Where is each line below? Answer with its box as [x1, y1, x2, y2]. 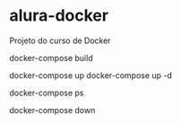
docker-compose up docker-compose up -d [9, 69, 173, 81]
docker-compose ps [9, 87, 84, 98]
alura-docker [9, 5, 109, 26]
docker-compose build [9, 52, 93, 63]
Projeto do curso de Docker [9, 35, 111, 46]
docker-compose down [9, 104, 96, 115]
